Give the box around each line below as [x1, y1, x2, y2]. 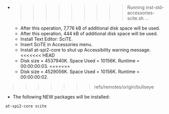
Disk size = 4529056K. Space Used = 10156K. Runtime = [20, 69, 140, 75]
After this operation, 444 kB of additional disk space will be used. [20, 31, 158, 36]
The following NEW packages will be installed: [12, 94, 110, 100]
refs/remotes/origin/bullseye [94, 84, 154, 90]
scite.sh [127, 15, 144, 21]
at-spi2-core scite [5, 104, 47, 109]
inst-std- [145, 5, 164, 10]
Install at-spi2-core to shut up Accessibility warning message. [20, 47, 151, 53]
